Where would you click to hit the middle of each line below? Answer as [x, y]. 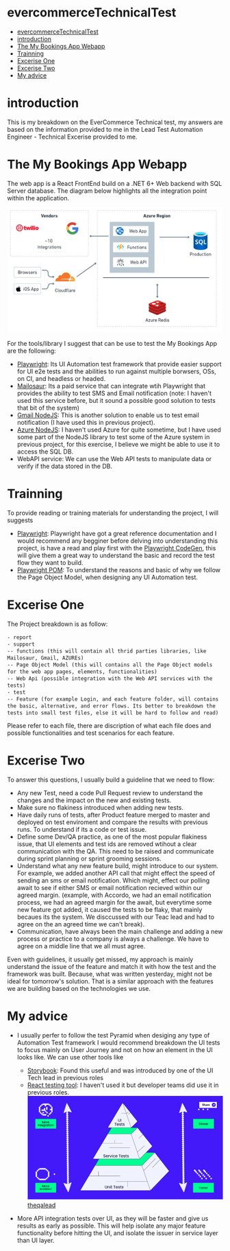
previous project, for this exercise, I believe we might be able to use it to [118, 445]
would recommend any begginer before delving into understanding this [117, 541]
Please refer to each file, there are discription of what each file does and [109, 725]
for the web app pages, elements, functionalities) [82, 671]
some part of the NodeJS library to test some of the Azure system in [113, 437]
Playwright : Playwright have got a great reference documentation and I [117, 534]
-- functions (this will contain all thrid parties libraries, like [107, 651]
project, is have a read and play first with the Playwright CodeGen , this [116, 548]
